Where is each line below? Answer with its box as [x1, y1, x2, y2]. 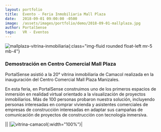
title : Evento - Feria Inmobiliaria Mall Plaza [5, 12, 106, 17]
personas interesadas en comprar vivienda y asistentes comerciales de [5, 102, 148, 108]
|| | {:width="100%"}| [5, 121, 83, 127]
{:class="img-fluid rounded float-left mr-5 [68, 43, 153, 49]
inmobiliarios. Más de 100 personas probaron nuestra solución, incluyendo [5, 96, 155, 102]
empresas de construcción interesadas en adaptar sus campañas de [5, 107, 143, 113]
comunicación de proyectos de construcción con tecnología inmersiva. [5, 112, 148, 118]
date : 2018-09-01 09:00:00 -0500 [5, 16, 78, 21]
